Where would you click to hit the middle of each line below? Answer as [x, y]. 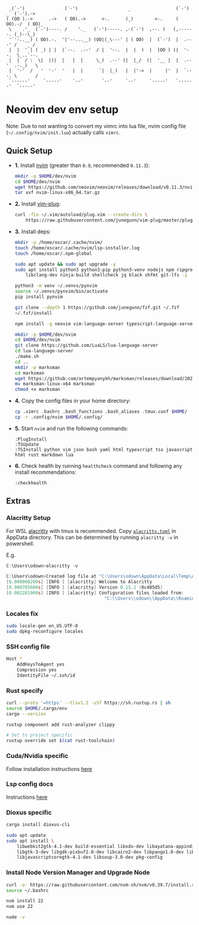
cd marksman [29, 373]
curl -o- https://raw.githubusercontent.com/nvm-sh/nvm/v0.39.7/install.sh [102, 885]
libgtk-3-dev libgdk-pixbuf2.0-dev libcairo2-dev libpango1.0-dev [100, 852]
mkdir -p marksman [37, 367]
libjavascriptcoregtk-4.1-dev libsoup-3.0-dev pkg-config [90, 857]
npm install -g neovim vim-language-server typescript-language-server [105, 324]
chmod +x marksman [37, 390]
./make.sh [27, 356]
